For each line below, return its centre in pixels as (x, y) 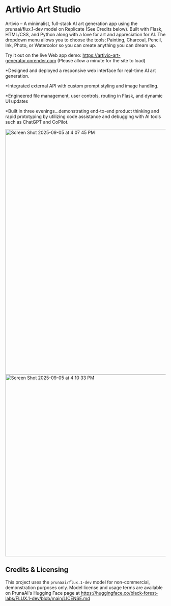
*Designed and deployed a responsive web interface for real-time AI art (81, 71)
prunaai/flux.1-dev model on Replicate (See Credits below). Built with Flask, (84, 29)
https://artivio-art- (101, 55)
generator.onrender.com (31, 60)
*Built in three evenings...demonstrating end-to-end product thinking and (82, 111)
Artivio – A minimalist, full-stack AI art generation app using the (72, 24)
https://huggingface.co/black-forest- (119, 593)
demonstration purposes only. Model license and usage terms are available (84, 587)
